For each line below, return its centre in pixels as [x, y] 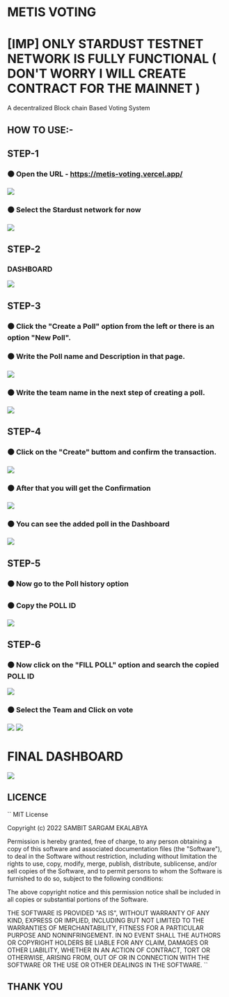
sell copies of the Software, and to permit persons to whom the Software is [115, 871]
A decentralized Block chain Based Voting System [79, 108]
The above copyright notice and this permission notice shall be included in [114, 892]
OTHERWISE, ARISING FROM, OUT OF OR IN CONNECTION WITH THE [109, 957]
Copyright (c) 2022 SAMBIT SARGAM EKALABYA [78, 827]
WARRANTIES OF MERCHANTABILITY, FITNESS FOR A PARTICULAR [105, 928]
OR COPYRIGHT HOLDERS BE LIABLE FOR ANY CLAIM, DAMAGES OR [108, 943]
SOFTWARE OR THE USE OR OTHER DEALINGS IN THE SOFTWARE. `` [108, 965]
